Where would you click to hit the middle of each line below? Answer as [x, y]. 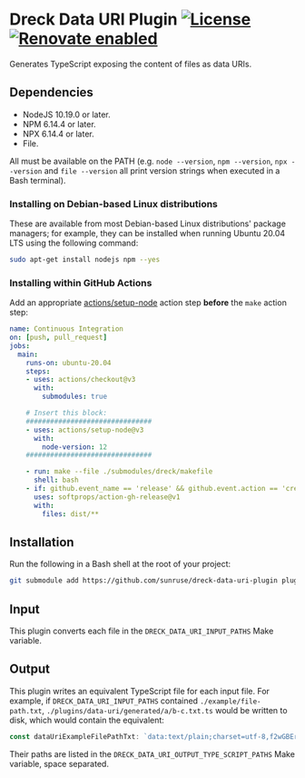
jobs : [20, 345]
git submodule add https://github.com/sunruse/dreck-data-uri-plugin [144, 581]
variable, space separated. [59, 763]
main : [28, 354]
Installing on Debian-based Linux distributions [113, 204]
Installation [42, 542]
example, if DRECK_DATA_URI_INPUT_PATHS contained [103, 701]
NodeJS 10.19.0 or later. [66, 115]
